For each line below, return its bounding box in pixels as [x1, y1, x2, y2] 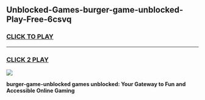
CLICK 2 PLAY [6, 55, 49, 64]
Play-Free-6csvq [6, 15, 72, 25]
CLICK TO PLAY [6, 33, 54, 41]
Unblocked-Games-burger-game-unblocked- [6, 5, 184, 15]
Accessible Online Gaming [6, 87, 75, 94]
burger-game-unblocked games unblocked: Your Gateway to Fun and [6, 80, 186, 87]
